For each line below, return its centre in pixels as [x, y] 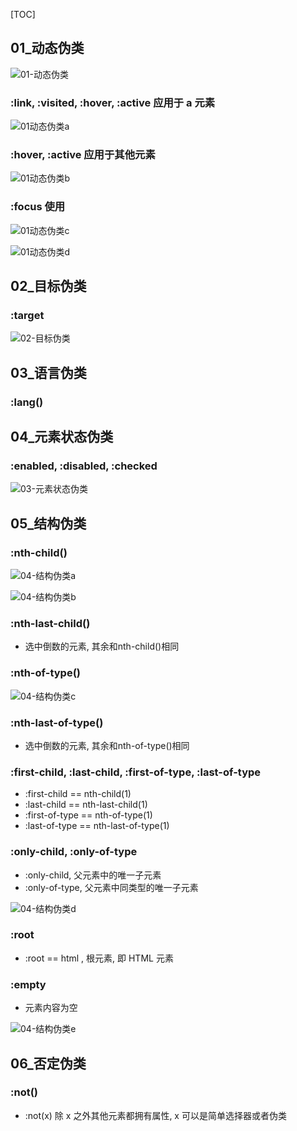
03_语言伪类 [48, 372]
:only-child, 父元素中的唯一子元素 [93, 875]
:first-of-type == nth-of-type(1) [88, 815]
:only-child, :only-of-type [74, 852]
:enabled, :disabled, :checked [84, 466]
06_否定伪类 [48, 1063]
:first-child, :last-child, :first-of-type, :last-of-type [136, 772]
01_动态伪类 [47, 48]
